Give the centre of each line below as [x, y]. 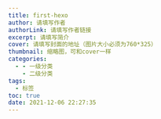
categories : [27, 59]
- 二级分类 [38, 74]
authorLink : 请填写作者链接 [50, 30]
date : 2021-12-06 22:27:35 [52, 103]
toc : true [24, 96]
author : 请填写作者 [37, 23]
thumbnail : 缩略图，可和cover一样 [60, 52]
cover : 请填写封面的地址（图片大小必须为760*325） [82, 45]
